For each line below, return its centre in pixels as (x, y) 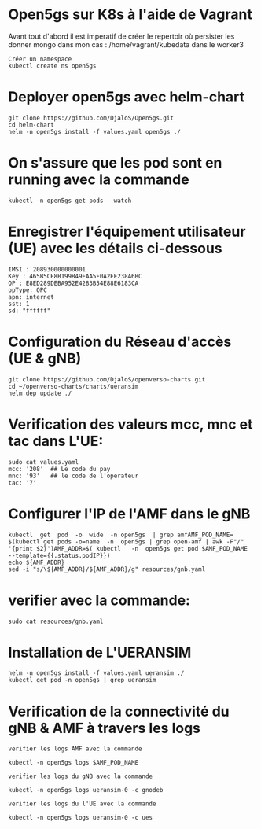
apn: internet (31, 297)
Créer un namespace (40, 59)
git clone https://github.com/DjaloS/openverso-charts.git (107, 379)
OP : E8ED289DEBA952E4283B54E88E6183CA (74, 283)
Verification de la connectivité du (119, 711)
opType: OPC (28, 290)
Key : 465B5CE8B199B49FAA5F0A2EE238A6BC (75, 276)
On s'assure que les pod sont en (115, 163)
